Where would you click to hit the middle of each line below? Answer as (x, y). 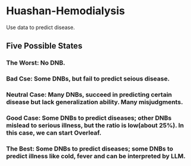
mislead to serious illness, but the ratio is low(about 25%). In (95, 126)
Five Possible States (44, 46)
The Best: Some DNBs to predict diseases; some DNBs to (90, 148)
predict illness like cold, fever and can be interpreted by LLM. (96, 156)
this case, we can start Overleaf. (54, 133)
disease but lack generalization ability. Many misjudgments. (95, 102)
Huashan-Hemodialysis (66, 11)
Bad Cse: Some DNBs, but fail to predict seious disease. (88, 79)
